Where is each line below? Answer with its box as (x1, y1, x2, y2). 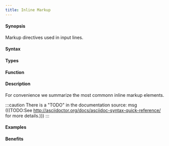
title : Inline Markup (5, 7, 51, 13)
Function (5, 69, 24, 75)
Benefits (5, 136, 24, 142)
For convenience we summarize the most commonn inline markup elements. (5, 92, 164, 98)
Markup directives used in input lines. (5, 34, 83, 41)
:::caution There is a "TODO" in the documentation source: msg (5, 102, 138, 108)
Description (5, 81, 31, 87)
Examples (5, 124, 27, 130)
